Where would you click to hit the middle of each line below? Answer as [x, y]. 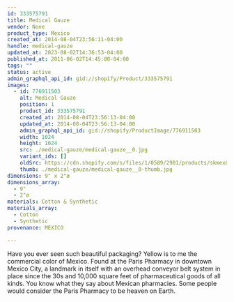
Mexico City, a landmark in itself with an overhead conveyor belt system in [114, 269]
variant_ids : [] [44, 157]
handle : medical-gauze [40, 46]
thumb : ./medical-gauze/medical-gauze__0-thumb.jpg [96, 169]
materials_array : [32, 209]
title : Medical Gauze [39, 20]
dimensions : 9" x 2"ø [39, 176]
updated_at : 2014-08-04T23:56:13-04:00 [78, 124]
